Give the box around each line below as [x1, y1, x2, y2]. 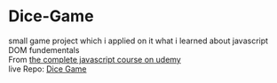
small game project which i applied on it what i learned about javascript [8, 35, 268, 46]
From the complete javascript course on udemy [8, 54, 181, 64]
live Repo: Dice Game [8, 64, 87, 74]
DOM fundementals [8, 44, 80, 55]
